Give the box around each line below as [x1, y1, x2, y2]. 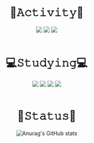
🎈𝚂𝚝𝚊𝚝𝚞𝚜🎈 [17, 109, 76, 123]
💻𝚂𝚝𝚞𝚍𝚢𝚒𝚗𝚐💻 [5, 56, 88, 70]
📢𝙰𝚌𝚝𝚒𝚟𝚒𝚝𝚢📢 [9, 5, 84, 20]
